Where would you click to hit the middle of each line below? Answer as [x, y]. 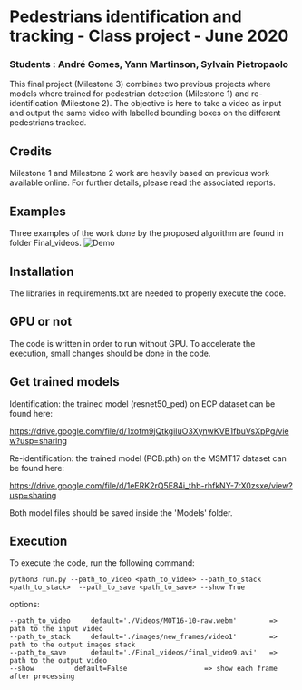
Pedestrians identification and [126, 17]
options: [25, 605]
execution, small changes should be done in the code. [110, 353]
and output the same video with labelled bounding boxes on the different [145, 113]
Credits [31, 151]
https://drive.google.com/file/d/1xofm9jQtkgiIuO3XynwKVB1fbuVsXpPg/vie [149, 431]
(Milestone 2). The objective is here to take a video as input [171, 103]
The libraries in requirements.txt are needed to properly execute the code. [148, 293]
